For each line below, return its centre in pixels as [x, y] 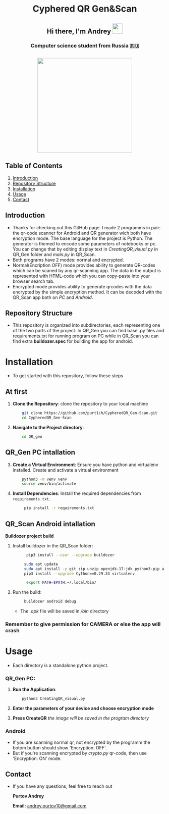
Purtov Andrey [28, 796]
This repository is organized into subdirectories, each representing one [86, 325]
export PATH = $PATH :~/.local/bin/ [61, 583]
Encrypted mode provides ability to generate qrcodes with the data [82, 286]
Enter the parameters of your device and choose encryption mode [83, 708]
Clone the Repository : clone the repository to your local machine [80, 404]
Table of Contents [34, 166]
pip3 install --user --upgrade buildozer [70, 555]
